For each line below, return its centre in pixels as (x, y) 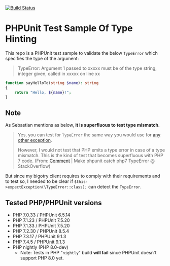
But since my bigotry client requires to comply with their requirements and (83, 176)
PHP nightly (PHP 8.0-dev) (40, 247)
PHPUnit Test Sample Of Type (69, 28)
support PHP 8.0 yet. (42, 258)
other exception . (35, 140)
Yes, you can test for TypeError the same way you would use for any (89, 135)
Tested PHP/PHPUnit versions (54, 203)
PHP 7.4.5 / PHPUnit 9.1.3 (39, 242)
